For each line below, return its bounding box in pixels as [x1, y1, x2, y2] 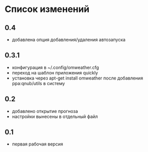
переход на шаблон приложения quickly [12, 69, 98, 75]
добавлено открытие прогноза [12, 108, 78, 114]
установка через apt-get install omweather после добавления [12, 75, 143, 81]
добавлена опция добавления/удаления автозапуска [12, 36, 126, 42]
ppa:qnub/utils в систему [12, 80, 65, 86]
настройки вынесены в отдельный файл [12, 113, 98, 119]
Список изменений [5, 3, 90, 15]
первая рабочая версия [12, 141, 63, 147]
